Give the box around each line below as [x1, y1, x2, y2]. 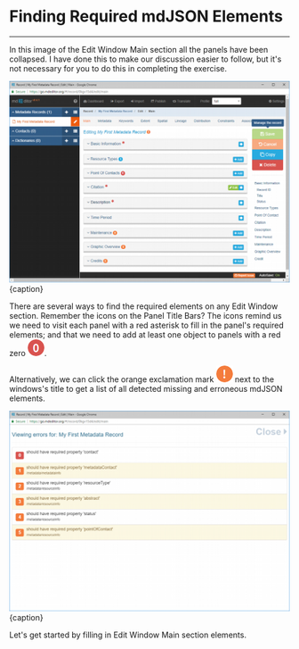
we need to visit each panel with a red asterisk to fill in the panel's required [9, 320, 285, 330]
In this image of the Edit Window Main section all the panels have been [9, 44, 269, 54]
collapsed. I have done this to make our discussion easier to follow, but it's [9, 54, 282, 64]
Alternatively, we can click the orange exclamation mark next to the [9, 373, 274, 385]
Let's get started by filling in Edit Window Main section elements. [9, 629, 247, 640]
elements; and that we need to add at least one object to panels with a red [9, 329, 281, 340]
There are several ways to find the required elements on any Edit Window [9, 301, 279, 312]
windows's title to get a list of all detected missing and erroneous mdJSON [9, 383, 283, 394]
